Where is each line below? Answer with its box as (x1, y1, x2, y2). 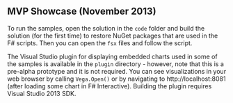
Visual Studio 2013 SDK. (7, 89, 77, 97)
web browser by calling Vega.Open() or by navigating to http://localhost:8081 (7, 74, 226, 83)
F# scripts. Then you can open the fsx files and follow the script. (7, 38, 193, 47)
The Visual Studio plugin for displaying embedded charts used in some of (7, 52, 218, 61)
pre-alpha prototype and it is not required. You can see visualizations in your (7, 67, 227, 75)
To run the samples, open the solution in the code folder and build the (7, 24, 205, 32)
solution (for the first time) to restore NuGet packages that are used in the (7, 31, 218, 40)
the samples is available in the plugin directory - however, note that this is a (7, 59, 225, 68)
